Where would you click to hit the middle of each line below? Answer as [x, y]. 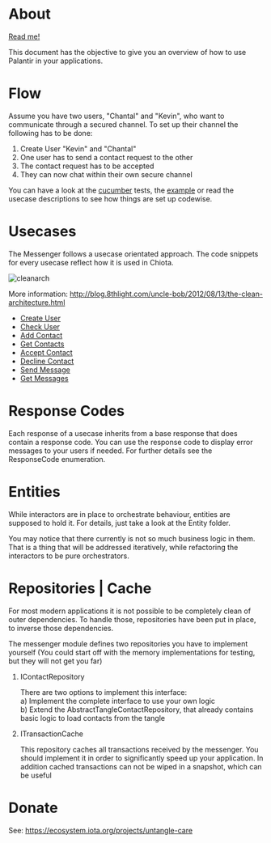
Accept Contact [46, 352]
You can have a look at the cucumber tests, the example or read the [121, 190]
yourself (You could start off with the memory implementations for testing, [132, 652]
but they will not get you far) [55, 661]
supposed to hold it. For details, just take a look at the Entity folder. [119, 523]
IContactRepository [52, 676]
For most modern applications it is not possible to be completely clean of [130, 611]
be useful [36, 775]
